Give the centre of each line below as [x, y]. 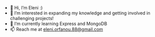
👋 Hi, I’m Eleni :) [26, 8]
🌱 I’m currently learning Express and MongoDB [58, 23]
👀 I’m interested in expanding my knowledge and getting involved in [80, 13]
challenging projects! [32, 18]
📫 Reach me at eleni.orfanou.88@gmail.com [56, 29]
